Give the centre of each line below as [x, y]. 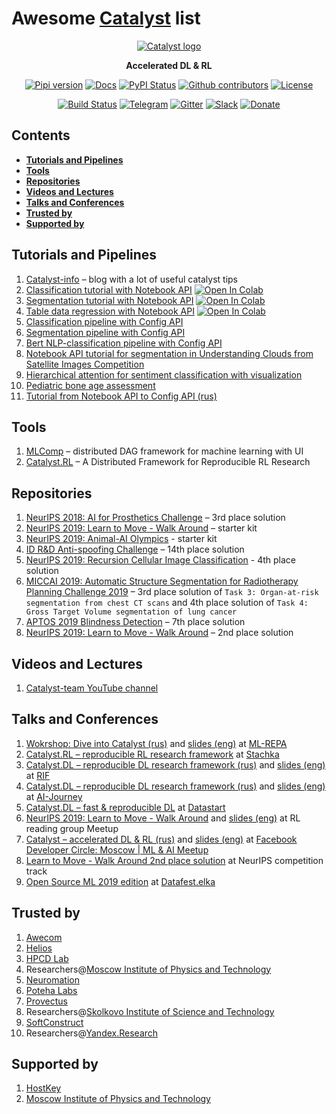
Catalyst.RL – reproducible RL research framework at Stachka [152, 754]
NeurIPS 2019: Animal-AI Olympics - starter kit [121, 539]
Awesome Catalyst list [106, 18]
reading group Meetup [72, 828]
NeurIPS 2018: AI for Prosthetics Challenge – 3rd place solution [155, 518]
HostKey [43, 1088]
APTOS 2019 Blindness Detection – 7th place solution [135, 622]
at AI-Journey [54, 796]
